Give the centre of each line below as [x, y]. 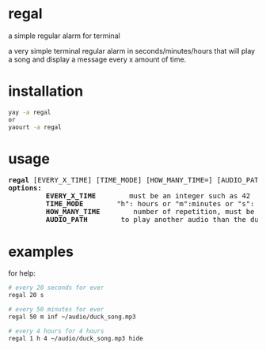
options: [25, 188]
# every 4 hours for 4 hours [56, 331]
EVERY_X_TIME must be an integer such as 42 [148, 196]
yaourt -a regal [35, 127]
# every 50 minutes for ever [56, 310]
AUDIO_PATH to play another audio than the [146, 220]
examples [41, 252]
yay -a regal [30, 112]
